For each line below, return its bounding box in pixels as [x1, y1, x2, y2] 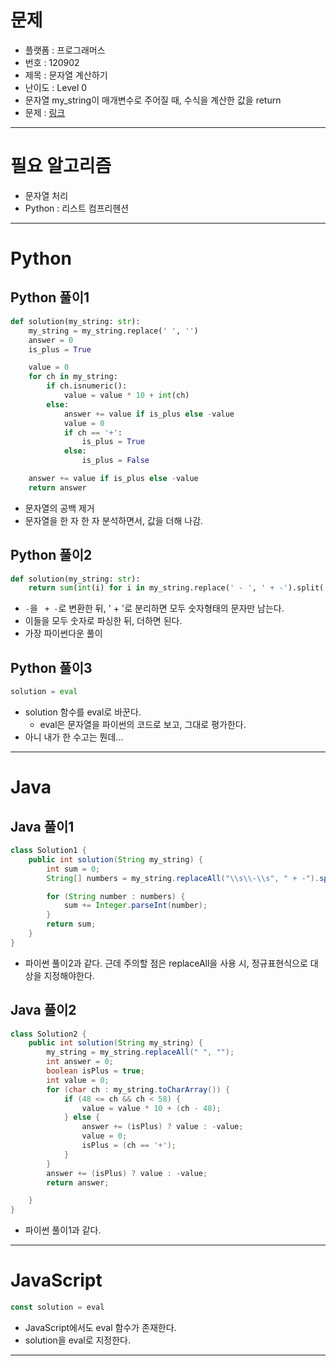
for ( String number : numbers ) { [46, 891, 186, 901]
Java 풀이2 [10, 1002, 77, 1019]
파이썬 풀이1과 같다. [24, 1224, 102, 1236]
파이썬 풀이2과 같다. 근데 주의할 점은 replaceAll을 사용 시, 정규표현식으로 [24, 957, 308, 969]
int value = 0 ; [46, 1075, 110, 1085]
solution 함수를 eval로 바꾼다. [24, 706, 142, 718]
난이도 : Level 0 [24, 81, 88, 93]
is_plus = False [81, 456, 150, 466]
